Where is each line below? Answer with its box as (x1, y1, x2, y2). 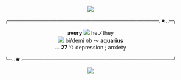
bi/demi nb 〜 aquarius (65, 37, 123, 44)
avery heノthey (67, 29, 114, 36)
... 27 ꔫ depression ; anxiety (55, 44, 126, 51)
